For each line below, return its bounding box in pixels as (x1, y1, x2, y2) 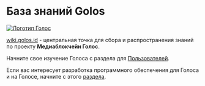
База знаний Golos (6, 4, 105, 18)
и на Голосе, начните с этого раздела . (6, 73, 106, 80)
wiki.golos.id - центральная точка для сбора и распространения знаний (6, 36, 194, 43)
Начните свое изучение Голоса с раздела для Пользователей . (6, 54, 170, 62)
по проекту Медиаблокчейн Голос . (6, 43, 100, 50)
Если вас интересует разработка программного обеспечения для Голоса (6, 66, 199, 74)
